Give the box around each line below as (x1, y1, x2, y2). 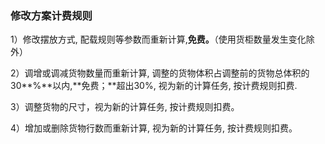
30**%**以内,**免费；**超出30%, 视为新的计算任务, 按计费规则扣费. (10, 80, 298, 92)
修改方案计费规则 (10, 8, 93, 22)
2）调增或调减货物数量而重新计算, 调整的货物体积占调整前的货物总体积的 (10, 67, 310, 79)
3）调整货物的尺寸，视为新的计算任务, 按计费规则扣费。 (10, 101, 240, 113)
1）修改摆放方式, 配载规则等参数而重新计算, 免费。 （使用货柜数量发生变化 (10, 33, 307, 46)
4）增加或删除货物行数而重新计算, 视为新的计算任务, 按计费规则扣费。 (10, 122, 298, 134)
